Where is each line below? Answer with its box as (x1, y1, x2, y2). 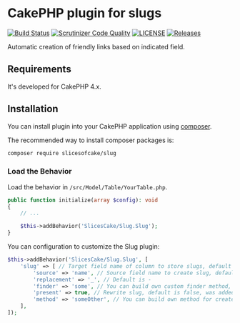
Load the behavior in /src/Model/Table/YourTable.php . (7, 182, 168, 191)
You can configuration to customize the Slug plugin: (7, 242, 160, 251)
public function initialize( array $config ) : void (7, 197, 159, 204)
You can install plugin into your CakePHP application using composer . (7, 121, 212, 130)
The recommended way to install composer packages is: (7, 136, 174, 144)
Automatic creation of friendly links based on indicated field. (7, 42, 186, 51)
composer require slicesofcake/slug (7, 149, 116, 156)
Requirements (7, 63, 71, 76)
